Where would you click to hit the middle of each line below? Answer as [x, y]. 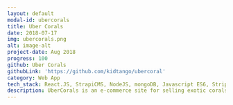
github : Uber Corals [37, 65]
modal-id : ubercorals [38, 20]
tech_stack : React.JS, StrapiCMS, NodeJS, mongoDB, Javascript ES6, [108, 84]
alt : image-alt [29, 46]
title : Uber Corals [35, 26]
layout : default [31, 13]
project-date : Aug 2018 [42, 52]
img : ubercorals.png [37, 39]
